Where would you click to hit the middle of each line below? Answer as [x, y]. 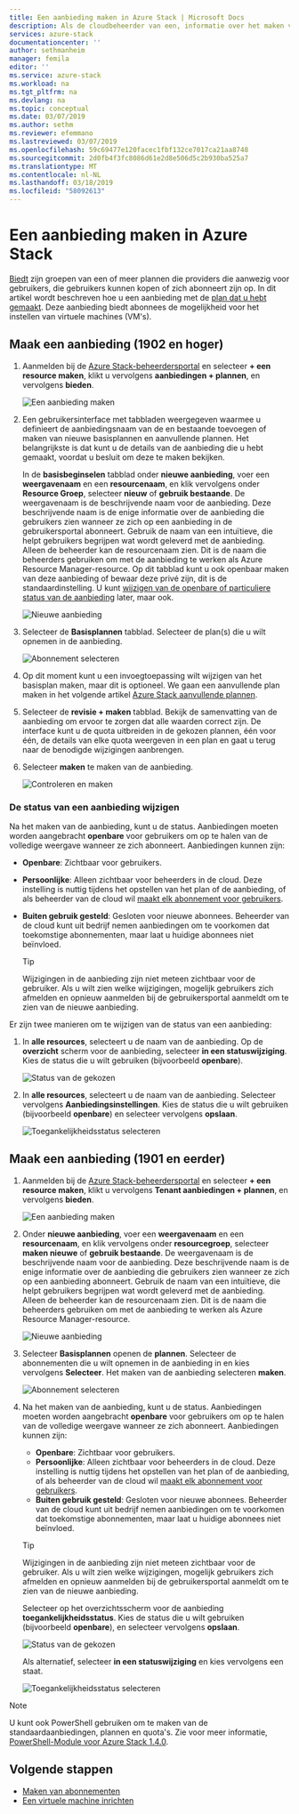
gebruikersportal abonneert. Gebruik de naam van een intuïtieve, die [147, 531]
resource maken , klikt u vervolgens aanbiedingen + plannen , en [141, 375]
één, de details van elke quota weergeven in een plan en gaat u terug [149, 740]
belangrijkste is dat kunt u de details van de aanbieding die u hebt [143, 447]
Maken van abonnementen [71, 1791]
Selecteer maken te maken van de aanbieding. [108, 767]
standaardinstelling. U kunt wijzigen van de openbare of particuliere [146, 587]
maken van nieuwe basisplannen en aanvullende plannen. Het [135, 438]
